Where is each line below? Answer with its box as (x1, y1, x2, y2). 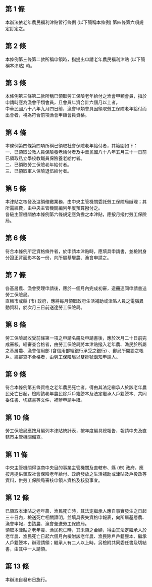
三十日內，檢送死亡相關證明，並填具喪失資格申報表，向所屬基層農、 (5, 514, 147, 520)
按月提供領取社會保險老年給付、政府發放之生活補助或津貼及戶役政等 (5, 471, 147, 477)
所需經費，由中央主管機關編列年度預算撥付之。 (5, 205, 103, 211)
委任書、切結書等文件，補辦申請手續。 (5, 397, 85, 403)
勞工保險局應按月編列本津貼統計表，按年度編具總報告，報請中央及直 (5, 428, 147, 434)
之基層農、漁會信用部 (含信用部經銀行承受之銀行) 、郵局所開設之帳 (5, 347, 144, 353)
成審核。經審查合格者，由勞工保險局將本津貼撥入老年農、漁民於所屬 (5, 341, 147, 347)
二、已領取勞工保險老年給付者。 (5, 161, 72, 168)
